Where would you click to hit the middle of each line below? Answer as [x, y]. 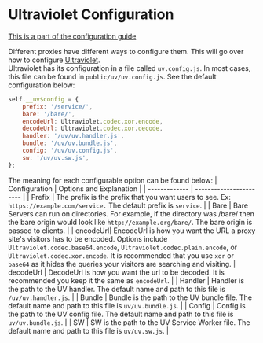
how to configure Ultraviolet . [54, 60]
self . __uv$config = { [44, 99]
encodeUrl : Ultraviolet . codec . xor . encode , [93, 121]
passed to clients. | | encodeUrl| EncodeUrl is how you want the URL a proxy [132, 231]
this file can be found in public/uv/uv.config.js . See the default [113, 76]
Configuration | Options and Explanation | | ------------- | [101, 188]
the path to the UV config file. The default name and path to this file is [121, 314]
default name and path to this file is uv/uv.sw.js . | [88, 330]
